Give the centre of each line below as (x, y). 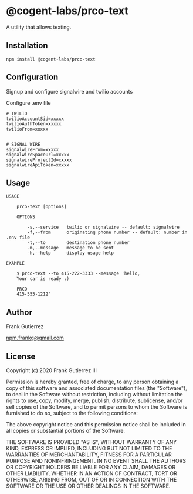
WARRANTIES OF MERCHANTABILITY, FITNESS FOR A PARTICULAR (89, 455)
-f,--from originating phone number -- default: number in (107, 233)
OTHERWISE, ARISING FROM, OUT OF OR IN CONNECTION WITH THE (92, 480)
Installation (27, 46)
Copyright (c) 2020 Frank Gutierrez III (51, 370)
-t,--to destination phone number (79, 243)
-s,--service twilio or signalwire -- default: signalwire (104, 228)
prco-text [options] (42, 207)
